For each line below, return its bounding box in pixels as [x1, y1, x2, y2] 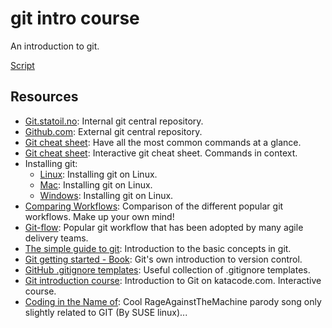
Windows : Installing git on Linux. [39, 189, 174, 201]
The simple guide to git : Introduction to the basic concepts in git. [24, 242, 292, 254]
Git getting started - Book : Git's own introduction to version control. [24, 253, 303, 265]
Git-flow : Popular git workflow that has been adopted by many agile [24, 221, 304, 233]
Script [10, 59, 35, 71]
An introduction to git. [10, 40, 100, 52]
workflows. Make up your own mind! [24, 210, 175, 222]
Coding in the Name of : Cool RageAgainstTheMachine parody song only [24, 295, 322, 307]
